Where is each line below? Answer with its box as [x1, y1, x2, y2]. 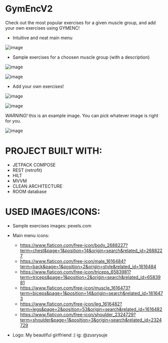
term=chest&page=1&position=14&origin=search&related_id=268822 [20, 247, 163, 254]
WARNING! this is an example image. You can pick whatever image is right [5, 112, 159, 119]
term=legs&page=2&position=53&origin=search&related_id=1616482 [20, 306, 162, 312]
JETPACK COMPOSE [12, 162, 56, 168]
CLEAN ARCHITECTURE [12, 183, 63, 189]
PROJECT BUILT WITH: [5, 145, 102, 157]
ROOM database [12, 188, 47, 194]
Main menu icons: [12, 232, 50, 239]
